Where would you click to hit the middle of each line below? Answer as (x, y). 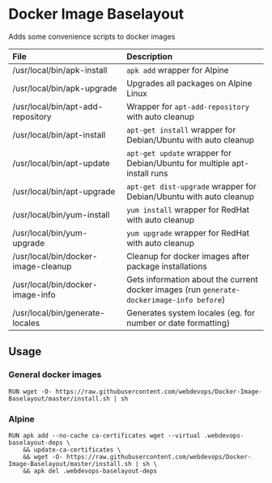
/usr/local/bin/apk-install (60, 70)
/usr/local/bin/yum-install (61, 214)
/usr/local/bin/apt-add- (58, 106)
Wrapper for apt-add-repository (188, 106)
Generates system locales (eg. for (191, 312)
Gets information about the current (192, 279)
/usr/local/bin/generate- (59, 312)
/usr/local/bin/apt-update (62, 163)
